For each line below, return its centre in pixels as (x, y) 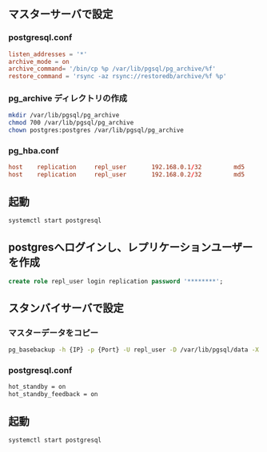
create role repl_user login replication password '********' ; (116, 281)
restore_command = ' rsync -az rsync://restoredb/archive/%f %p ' (118, 77)
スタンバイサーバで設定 (66, 308)
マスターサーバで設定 (61, 14)
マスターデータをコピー (53, 332)
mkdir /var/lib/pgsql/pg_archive (64, 115)
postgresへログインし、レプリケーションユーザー (131, 247)
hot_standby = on (37, 387)
